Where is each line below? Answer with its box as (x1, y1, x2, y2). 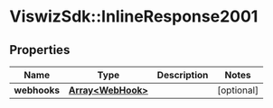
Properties (9, 42, 71, 58)
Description (156, 69, 209, 81)
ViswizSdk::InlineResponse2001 (9, 6, 259, 27)
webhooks (14, 84, 61, 96)
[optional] (216, 84, 259, 96)
